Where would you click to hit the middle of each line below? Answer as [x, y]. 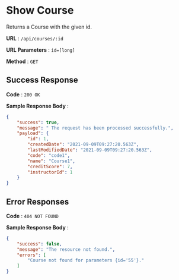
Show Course [40, 10]
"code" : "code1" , [49, 155]
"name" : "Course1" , [52, 161]
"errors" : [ [31, 255]
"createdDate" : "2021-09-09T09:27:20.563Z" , [83, 144]
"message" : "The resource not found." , [66, 249]
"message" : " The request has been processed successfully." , [95, 128]
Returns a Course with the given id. [49, 27]
